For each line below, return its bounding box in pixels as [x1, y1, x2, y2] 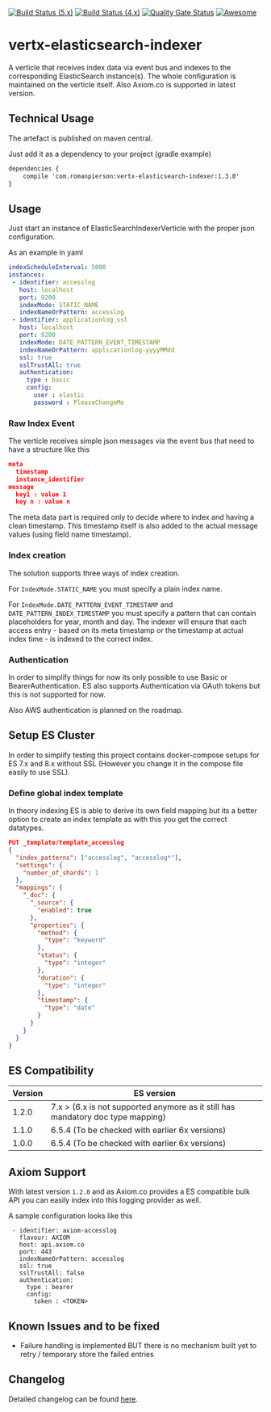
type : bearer [26, 1283, 74, 1292]
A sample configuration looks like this [8, 1211, 133, 1220]
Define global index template [8, 787, 123, 799]
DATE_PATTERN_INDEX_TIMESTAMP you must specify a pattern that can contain [8, 608, 256, 617]
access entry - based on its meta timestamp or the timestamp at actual [8, 625, 244, 634]
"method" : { [37, 929, 78, 937]
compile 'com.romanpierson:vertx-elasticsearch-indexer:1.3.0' [23, 172, 240, 180]
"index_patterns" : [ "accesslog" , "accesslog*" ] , [15, 854, 182, 862]
